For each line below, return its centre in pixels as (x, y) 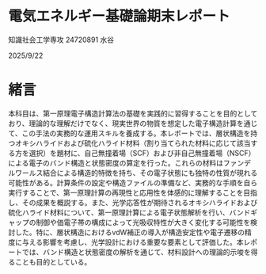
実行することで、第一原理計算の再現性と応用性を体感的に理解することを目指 (133, 192)
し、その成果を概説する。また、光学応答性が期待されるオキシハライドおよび (133, 202)
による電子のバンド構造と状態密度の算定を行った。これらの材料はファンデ (130, 162)
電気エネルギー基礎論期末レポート (120, 16)
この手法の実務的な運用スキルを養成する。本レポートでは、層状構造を (136, 133)
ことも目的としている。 (53, 261)
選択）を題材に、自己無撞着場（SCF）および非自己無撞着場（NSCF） (142, 153)
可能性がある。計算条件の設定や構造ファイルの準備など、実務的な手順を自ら (133, 182)
